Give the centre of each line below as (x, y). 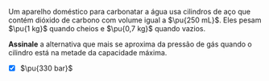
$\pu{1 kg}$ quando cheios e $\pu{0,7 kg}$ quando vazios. (107, 28)
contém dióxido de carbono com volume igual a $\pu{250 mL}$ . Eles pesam (135, 20)
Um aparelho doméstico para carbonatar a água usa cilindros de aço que (130, 12)
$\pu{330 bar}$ (46, 68)
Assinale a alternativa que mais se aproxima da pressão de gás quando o (130, 44)
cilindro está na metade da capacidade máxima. (88, 53)
